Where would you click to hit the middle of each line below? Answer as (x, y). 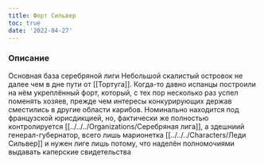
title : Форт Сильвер (43, 16)
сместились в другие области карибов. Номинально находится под (124, 109)
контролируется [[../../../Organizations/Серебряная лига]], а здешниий (126, 126)
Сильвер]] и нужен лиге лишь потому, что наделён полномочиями (121, 143)
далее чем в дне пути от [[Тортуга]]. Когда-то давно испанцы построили (132, 84)
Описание (29, 58)
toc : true (25, 23)
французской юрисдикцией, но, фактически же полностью (109, 118)
